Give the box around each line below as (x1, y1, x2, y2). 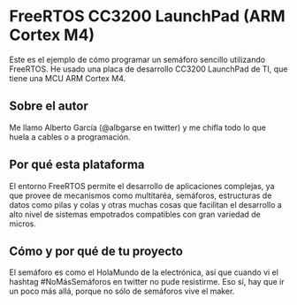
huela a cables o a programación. (9, 131, 131, 142)
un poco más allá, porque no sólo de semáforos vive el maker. (9, 286, 235, 297)
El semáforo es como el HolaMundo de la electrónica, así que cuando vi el (9, 267, 278, 278)
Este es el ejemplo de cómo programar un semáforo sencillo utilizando (9, 54, 266, 65)
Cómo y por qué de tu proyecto (9, 243, 184, 258)
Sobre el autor (9, 99, 88, 114)
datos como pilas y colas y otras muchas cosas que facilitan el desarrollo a (9, 199, 283, 210)
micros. (9, 218, 37, 229)
